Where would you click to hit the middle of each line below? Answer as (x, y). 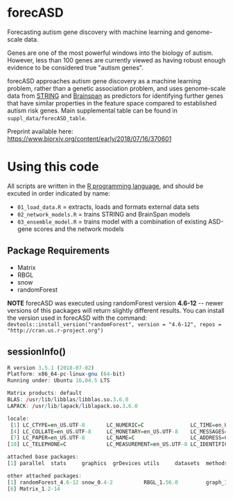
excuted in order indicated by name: (59, 193)
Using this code (53, 167)
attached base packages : (43, 457)
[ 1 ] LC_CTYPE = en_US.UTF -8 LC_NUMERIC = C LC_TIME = (113, 425)
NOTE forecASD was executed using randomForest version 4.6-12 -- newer (115, 303)
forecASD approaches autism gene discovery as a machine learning (104, 81)
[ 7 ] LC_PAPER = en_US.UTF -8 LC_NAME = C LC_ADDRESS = (118, 438)
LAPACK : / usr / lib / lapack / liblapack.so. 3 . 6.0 (72, 406)
